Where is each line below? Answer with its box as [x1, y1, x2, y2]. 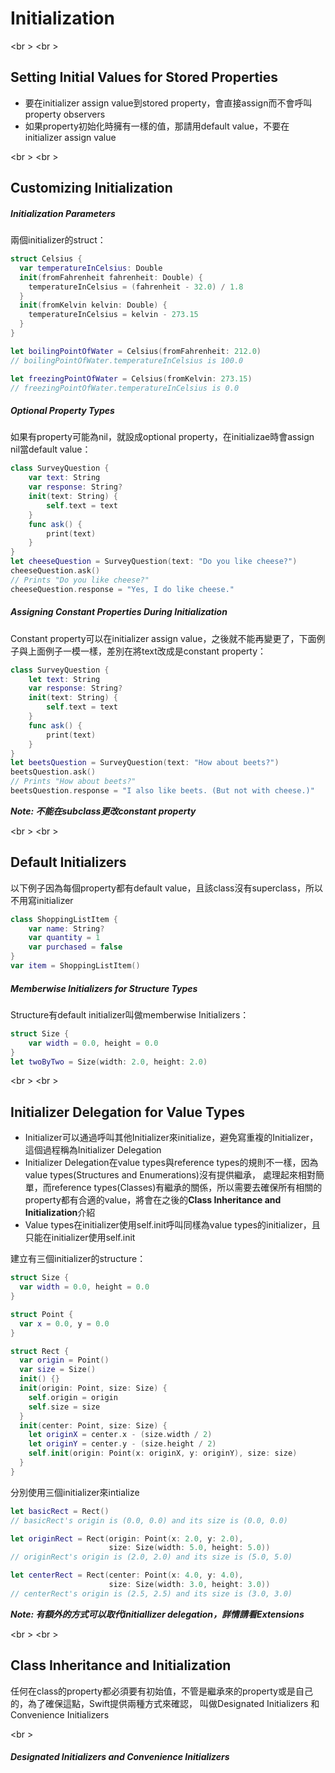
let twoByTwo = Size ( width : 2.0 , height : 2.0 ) [10, 1057, 208, 1067]
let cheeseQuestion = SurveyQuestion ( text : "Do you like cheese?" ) [10, 557, 298, 567]
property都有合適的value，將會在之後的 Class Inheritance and [24, 1194, 282, 1206]
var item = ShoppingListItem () [10, 961, 141, 971]
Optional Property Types [10, 405, 115, 417]
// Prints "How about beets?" [10, 777, 137, 787]
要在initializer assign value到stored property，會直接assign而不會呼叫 [24, 97, 313, 109]
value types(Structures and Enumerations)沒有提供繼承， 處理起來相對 [24, 1169, 316, 1181]
